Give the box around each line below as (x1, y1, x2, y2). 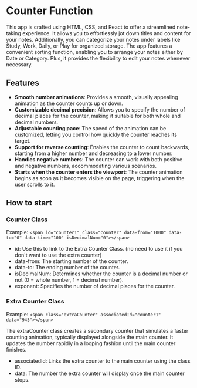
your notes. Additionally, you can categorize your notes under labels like (6, 36, 181, 43)
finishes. (6, 346, 27, 353)
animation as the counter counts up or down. (14, 100, 123, 107)
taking (6, 29, 22, 36)
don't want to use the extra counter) (14, 251, 102, 259)
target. (14, 137, 31, 144)
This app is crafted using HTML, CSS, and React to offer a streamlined (6, 23, 176, 31)
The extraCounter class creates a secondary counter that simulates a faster (6, 327, 189, 334)
